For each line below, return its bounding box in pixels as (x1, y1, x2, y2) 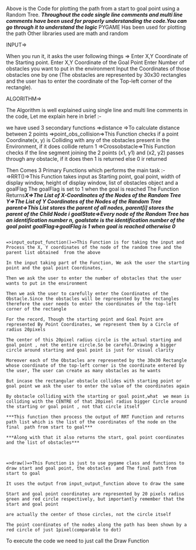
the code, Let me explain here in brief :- (6, 113, 102, 120)
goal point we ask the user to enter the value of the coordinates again (6, 383, 190, 389)
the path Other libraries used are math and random (6, 30, 129, 37)
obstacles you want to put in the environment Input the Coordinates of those (6, 65, 190, 72)
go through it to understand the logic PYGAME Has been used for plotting (6, 23, 186, 31)
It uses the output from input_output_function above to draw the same (6, 481, 184, 487)
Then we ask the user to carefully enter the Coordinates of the (6, 291, 169, 296)
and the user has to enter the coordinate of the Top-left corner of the (6, 77, 173, 85)
